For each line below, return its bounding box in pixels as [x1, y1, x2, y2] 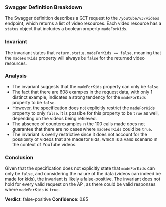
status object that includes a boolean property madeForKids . [5, 26, 128, 32]
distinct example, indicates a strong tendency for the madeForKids [12, 94, 146, 100]
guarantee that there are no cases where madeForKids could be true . [12, 126, 153, 132]
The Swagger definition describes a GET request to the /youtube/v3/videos [5, 15, 160, 21]
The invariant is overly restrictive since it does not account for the [12, 131, 148, 137]
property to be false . [12, 99, 56, 105]
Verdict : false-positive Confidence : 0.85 [5, 196, 88, 202]
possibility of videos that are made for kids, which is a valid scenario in [12, 136, 158, 142]
